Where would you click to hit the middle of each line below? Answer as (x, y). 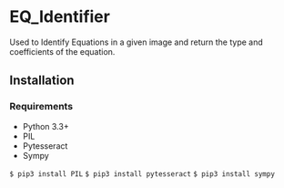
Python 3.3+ (46, 126)
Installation (42, 81)
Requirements (41, 107)
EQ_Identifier (60, 17)
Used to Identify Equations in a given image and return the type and (137, 42)
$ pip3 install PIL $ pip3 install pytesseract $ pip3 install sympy (142, 174)
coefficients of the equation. (62, 51)
